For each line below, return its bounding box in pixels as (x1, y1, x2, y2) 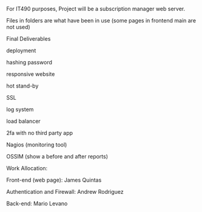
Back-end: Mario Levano (6, 200, 68, 207)
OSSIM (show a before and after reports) (6, 153, 108, 160)
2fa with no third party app (6, 129, 73, 136)
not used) (6, 24, 30, 30)
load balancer (6, 118, 41, 125)
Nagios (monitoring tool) (6, 141, 67, 148)
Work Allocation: (6, 165, 48, 172)
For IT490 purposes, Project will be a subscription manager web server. (6, 5, 186, 12)
